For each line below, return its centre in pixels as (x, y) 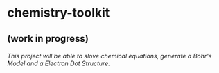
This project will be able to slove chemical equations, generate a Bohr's (109, 56)
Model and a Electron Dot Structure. (59, 63)
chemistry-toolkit (59, 13)
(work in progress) (48, 39)
